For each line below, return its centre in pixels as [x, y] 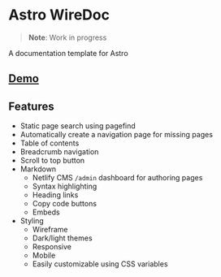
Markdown [38, 169]
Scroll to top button [52, 161]
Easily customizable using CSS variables [100, 264]
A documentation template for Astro [68, 53]
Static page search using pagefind [78, 126]
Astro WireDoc [59, 15]
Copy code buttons [65, 204]
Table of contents [50, 143]
